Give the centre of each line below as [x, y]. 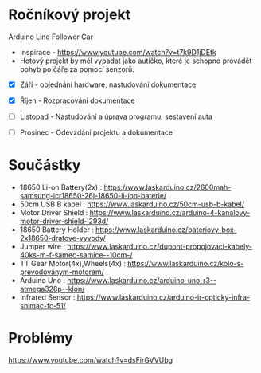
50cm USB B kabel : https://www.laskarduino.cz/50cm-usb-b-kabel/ [132, 204]
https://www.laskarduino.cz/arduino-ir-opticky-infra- [164, 297]
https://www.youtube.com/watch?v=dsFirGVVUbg [91, 360]
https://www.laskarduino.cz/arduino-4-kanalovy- [170, 213]
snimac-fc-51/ [43, 306]
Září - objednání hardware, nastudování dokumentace [108, 84]
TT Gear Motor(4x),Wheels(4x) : [72, 264]
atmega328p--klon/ [52, 289]
